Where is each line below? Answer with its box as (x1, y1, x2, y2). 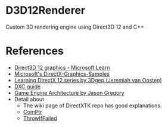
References (5, 44, 64, 58)
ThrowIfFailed (23, 114, 57, 122)
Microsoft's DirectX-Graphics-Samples (14, 70, 110, 78)
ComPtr (23, 108, 42, 115)
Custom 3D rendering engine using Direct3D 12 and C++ (5, 23, 144, 30)
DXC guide (14, 83, 41, 90)
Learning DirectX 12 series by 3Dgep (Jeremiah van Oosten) (14, 76, 162, 83)
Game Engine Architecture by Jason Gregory (14, 89, 125, 96)
